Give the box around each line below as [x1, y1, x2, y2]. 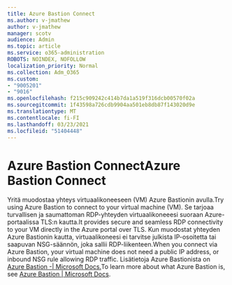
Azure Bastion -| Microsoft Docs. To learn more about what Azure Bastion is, [7, 263, 226, 271]
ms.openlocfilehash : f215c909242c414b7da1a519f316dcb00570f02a [7, 95, 196, 102]
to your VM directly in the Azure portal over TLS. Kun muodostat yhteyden [7, 225, 221, 234]
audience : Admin [7, 36, 55, 43]
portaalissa [7, 218, 40, 226]
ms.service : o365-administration [7, 50, 105, 57]
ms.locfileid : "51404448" [7, 127, 82, 134]
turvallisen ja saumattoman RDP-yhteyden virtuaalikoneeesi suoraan [7, 211, 204, 219]
